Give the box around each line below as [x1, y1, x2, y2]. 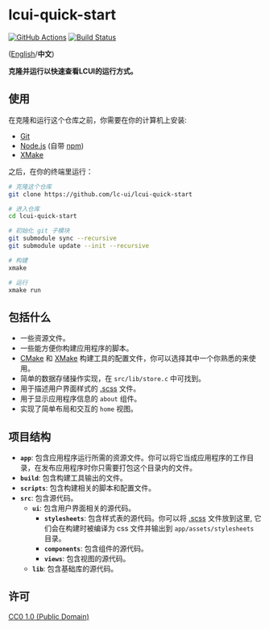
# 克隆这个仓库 [8, 182, 52, 191]
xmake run [8, 286, 42, 294]
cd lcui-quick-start [8, 212, 78, 220]
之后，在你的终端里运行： [8, 166, 93, 176]
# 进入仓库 [8, 204, 40, 213]
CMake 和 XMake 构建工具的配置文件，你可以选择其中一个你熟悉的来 [19, 354, 250, 363]
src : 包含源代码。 [19, 493, 78, 502]
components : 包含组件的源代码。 [43, 543, 148, 553]
